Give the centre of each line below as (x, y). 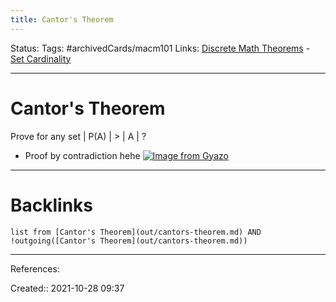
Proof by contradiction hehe (82, 155)
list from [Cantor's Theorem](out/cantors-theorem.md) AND (136, 232)
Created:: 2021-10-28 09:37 (67, 288)
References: (35, 268)
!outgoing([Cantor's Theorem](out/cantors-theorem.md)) (129, 241)
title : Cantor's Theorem (62, 19)
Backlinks (52, 205)
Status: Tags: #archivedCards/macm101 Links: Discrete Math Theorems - (160, 48)
